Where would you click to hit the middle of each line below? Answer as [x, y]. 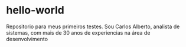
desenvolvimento [27, 39]
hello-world [35, 10]
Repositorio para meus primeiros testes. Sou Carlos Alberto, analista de [93, 26]
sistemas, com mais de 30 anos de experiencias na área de [78, 32]
